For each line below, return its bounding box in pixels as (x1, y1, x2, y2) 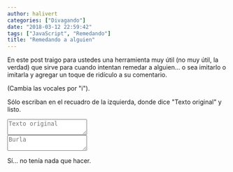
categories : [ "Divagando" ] (7, 17, 86, 24)
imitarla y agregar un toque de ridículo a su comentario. (7, 71, 168, 79)
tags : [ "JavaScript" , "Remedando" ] (7, 29, 111, 37)
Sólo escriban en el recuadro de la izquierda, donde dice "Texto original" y (7, 98, 222, 106)
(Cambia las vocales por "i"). (7, 84, 90, 93)
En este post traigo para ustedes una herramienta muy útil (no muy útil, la (7, 55, 219, 64)
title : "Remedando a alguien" (7, 37, 96, 44)
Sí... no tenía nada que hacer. (7, 157, 92, 165)
